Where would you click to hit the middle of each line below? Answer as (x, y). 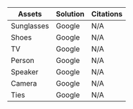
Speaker (25, 72)
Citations (107, 14)
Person (23, 61)
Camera (24, 83)
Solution (70, 14)
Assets (30, 14)
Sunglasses (30, 26)
